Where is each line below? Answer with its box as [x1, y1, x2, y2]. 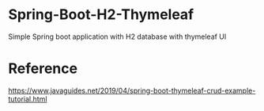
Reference [8, 59, 77, 78]
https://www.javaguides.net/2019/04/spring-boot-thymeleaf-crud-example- [8, 86, 256, 95]
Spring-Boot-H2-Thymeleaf [8, 6, 194, 24]
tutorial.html [8, 94, 47, 104]
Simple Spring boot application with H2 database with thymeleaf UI [8, 32, 227, 41]
